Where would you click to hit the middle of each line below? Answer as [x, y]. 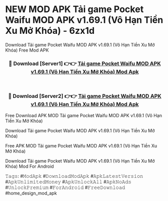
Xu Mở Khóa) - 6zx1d [50, 31]
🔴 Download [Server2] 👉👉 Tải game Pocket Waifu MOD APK [85, 96]
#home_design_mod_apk [31, 193]
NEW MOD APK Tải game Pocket [74, 9]
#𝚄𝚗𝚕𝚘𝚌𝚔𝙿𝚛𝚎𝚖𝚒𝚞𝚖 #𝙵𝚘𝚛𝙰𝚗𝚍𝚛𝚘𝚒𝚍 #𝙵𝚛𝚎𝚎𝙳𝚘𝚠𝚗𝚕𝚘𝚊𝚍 [65, 187]
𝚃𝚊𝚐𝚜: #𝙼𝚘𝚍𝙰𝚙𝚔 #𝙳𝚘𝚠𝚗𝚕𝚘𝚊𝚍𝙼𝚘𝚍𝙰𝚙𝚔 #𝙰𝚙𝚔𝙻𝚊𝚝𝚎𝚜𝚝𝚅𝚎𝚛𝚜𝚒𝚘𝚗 [74, 176]
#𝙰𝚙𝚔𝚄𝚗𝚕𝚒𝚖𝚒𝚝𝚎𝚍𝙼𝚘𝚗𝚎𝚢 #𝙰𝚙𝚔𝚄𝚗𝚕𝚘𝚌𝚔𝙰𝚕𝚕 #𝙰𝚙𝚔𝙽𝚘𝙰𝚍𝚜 [68, 182]
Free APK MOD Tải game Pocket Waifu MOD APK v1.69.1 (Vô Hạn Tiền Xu [81, 145]
